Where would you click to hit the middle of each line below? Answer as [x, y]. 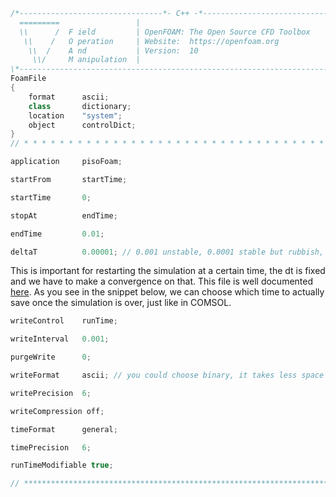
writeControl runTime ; [64, 321]
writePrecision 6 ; [51, 393]
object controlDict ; [82, 125]
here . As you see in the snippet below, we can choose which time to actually [167, 292]
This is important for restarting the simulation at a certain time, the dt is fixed [168, 271]
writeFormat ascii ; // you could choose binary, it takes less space [167, 375]
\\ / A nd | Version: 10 [113, 50]
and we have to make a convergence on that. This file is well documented [162, 281]
